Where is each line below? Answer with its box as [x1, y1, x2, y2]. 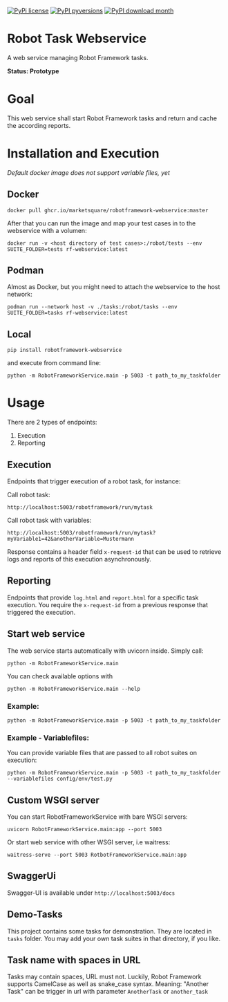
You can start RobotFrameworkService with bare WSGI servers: [7, 813, 188, 821]
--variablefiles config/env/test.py [7, 775, 113, 783]
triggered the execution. [7, 608, 76, 616]
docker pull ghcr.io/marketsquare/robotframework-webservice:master [7, 207, 209, 214]
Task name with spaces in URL [7, 954, 141, 966]
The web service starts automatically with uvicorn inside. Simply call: [7, 647, 204, 655]
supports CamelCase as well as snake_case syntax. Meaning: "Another [7, 980, 209, 988]
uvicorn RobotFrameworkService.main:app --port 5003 [7, 826, 162, 833]
